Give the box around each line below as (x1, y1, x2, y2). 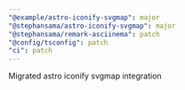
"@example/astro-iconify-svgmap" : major (8, 12, 161, 22)
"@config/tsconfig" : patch (8, 37, 109, 47)
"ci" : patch (8, 46, 52, 55)
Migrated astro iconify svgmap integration (8, 70, 162, 81)
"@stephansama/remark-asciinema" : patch (8, 29, 161, 38)
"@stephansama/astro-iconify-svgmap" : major (8, 21, 176, 30)
